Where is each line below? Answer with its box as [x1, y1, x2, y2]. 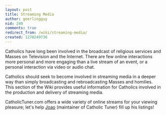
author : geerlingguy [5, 16, 48, 21]
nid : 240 [5, 21, 23, 26]
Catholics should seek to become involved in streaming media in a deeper [5, 74, 156, 79]
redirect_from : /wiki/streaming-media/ [5, 30, 88, 35]
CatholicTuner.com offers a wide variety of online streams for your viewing [5, 99, 158, 105]
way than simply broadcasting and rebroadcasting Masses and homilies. [5, 78, 153, 84]
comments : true [5, 26, 37, 31]
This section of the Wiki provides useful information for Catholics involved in [5, 84, 161, 90]
